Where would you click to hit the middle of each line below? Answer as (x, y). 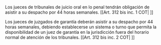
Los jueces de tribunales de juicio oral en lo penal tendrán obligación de (77, 7)
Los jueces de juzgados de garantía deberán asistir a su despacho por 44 (79, 22)
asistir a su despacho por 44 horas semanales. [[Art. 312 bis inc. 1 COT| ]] (79, 12)
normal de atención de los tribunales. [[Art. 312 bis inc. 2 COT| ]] (70, 37)
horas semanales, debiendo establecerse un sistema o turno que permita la (81, 27)
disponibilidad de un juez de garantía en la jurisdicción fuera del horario (77, 32)
